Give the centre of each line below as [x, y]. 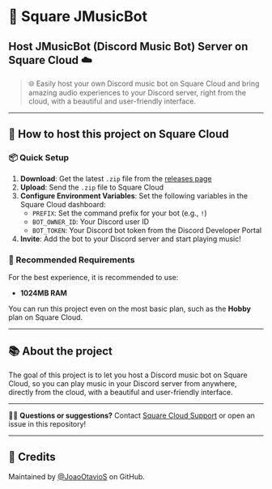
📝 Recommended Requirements [72, 260]
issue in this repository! [47, 423]
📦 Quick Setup [39, 158]
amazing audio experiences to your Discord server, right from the [137, 93]
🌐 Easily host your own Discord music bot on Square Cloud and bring [144, 83]
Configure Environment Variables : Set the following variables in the [134, 196]
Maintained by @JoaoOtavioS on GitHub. [77, 476]
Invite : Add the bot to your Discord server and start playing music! [130, 239]
